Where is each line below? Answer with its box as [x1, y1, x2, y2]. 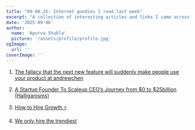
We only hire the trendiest [14, 117, 77, 124]
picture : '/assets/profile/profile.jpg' [11, 36, 111, 42]
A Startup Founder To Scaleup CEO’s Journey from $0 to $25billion [14, 85, 177, 93]
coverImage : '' [6, 52, 43, 58]
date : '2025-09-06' [6, 19, 54, 25]
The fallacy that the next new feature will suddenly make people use [14, 68, 180, 75]
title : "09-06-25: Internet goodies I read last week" [6, 8, 143, 15]
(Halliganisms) [14, 92, 50, 99]
